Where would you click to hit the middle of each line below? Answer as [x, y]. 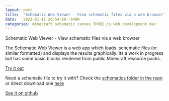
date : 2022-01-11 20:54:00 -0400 [43, 19]
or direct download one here [35, 83]
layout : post [19, 10]
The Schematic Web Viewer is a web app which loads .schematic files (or [81, 48]
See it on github [22, 93]
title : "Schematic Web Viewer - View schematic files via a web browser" [85, 15]
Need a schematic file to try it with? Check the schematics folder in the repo [84, 78]
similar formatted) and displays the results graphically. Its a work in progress [84, 53]
